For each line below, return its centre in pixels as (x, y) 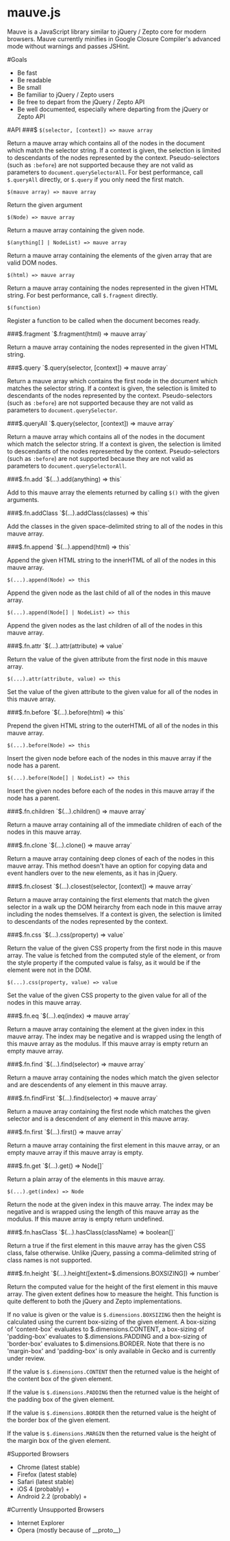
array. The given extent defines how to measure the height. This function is (113, 1293)
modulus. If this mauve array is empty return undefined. (86, 1219)
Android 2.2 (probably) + (52, 1496)
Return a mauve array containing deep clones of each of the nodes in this (111, 858)
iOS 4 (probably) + (43, 1489)
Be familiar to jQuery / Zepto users (65, 95)
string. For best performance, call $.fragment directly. (82, 295)
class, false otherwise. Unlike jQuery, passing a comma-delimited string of (112, 1252)
